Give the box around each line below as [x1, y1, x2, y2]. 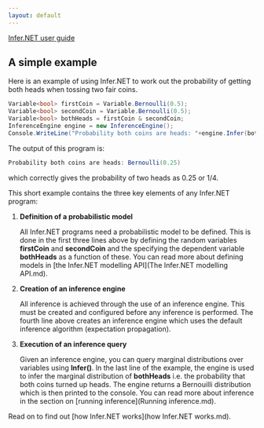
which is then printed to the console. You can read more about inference [19, 388, 255, 397]
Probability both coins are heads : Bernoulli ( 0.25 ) [8, 159, 181, 166]
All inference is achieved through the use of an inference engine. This [19, 299, 245, 309]
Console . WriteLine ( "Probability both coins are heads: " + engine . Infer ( [8, 129, 247, 137]
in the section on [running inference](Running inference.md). [19, 396, 217, 405]
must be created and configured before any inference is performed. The [19, 307, 254, 316]
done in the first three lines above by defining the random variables [19, 235, 237, 244]
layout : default [8, 11, 61, 20]
